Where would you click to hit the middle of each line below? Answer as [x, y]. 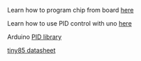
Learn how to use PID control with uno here [70, 23]
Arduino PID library [35, 37]
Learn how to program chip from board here [70, 10]
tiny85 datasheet [31, 50]
